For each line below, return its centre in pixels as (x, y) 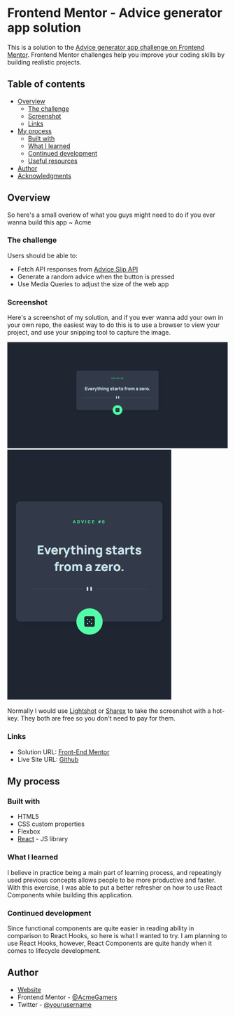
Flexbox (29, 831)
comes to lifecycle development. (54, 950)
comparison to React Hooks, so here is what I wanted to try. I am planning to (117, 935)
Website (29, 989)
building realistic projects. (44, 62)
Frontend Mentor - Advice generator (115, 13)
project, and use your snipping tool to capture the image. (89, 333)
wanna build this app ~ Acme (49, 222)
